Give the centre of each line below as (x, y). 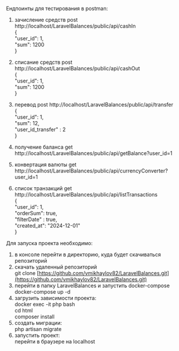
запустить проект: (37, 335)
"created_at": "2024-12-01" (47, 226)
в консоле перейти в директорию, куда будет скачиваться (88, 254)
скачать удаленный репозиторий (56, 267)
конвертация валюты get (45, 164)
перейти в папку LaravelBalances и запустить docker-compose (92, 285)
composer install (34, 316)
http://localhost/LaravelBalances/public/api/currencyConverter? (91, 171)
